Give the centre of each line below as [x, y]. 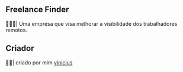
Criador [20, 48]
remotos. [17, 30]
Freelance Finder [37, 10]
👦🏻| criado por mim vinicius [39, 62]
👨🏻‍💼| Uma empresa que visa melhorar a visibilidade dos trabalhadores [91, 23]
